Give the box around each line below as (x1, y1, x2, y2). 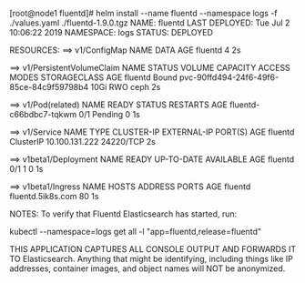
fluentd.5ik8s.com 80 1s (9, 191, 99, 201)
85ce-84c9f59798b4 (9, 82, 89, 92)
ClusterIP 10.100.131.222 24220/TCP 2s (9, 136, 157, 147)
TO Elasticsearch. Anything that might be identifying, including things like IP (9, 254, 294, 264)
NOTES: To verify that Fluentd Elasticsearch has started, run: (9, 208, 238, 219)
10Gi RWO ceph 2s (90, 82, 161, 92)
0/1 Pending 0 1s (78, 109, 141, 119)
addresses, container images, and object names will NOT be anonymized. (9, 263, 286, 274)
